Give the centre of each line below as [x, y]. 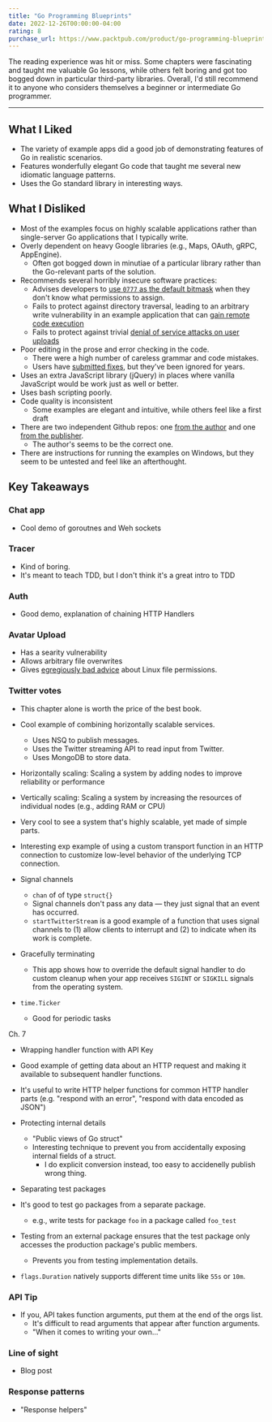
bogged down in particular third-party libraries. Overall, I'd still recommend [134, 79]
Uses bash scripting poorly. [66, 392]
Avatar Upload [37, 635]
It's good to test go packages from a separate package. [113, 1204]
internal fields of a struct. [74, 1156]
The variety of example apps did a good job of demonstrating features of [142, 149]
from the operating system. [77, 987]
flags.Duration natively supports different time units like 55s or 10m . [132, 1276]
